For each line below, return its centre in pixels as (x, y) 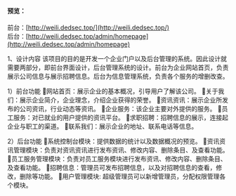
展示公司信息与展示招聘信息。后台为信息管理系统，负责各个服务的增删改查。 (118, 77)
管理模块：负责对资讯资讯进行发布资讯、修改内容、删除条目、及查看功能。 (121, 150)
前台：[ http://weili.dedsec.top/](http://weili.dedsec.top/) (88, 27)
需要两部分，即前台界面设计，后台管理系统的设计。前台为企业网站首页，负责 (118, 67)
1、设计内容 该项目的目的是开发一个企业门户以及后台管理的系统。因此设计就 (117, 59)
